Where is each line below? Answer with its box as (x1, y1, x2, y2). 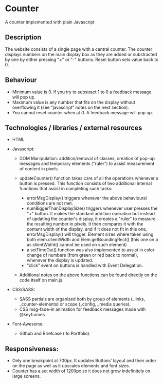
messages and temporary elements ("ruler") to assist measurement (19, 161, 155, 166)
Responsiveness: (5, 344, 59, 353)
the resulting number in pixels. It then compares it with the (26, 221, 144, 227)
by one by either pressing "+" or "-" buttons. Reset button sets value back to (5, 57, 159, 62)
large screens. (12, 373, 41, 379)
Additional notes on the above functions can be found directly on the (19, 272, 157, 278)
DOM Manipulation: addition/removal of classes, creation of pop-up (19, 156, 155, 162)
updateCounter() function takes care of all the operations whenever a (19, 175, 159, 181)
